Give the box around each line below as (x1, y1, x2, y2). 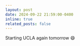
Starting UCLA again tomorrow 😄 (5, 35, 75, 41)
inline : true (5, 16, 33, 21)
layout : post (5, 7, 33, 12)
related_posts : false (5, 21, 51, 26)
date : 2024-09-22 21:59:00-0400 (5, 12, 73, 17)
